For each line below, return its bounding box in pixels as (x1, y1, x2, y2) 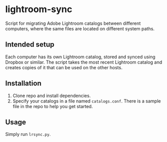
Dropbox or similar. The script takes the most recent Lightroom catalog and (5, 59, 162, 65)
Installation (5, 79, 42, 88)
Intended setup (5, 40, 55, 49)
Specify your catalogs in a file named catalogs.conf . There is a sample (12, 98, 161, 104)
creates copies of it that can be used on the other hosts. (5, 64, 123, 70)
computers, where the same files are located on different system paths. (5, 25, 155, 31)
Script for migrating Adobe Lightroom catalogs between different (5, 20, 141, 26)
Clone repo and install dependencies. (12, 92, 91, 99)
